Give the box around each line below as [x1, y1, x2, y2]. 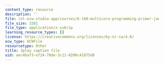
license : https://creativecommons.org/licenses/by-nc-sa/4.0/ [5, 35, 134, 40]
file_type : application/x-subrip [5, 25, 73, 30]
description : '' [5, 12, 38, 17]
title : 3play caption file [5, 48, 60, 53]
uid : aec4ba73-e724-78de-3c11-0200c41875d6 [5, 52, 95, 58]
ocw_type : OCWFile [5, 39, 42, 44]
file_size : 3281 [5, 21, 38, 26]
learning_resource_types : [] [5, 30, 64, 35]
